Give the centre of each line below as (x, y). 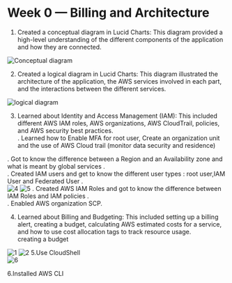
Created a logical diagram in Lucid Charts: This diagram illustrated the (117, 74)
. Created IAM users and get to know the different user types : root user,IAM (116, 174)
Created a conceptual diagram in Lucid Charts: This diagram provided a (120, 32)
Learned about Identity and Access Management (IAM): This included (117, 116)
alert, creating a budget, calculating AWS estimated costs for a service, (119, 224)
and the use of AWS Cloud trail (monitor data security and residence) (116, 145)
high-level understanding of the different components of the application (120, 39)
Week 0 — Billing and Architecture (108, 13)
